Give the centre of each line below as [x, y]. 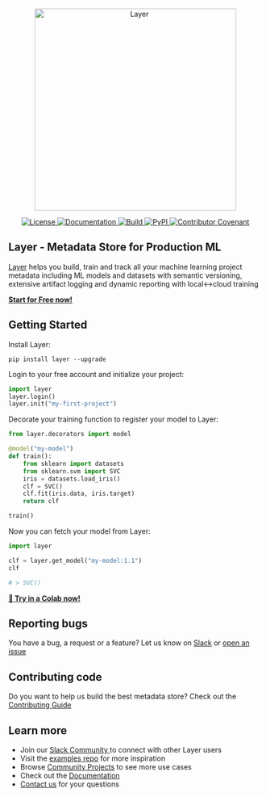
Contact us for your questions [69, 784]
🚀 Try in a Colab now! [44, 598]
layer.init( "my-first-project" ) [62, 404]
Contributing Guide [40, 705]
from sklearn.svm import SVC [72, 471]
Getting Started [48, 325]
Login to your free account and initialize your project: [96, 374]
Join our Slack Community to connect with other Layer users [121, 749]
